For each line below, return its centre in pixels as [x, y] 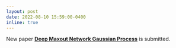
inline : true [22, 22]
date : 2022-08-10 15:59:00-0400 [46, 17]
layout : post [22, 11]
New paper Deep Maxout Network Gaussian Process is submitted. [88, 39]
